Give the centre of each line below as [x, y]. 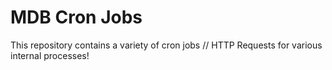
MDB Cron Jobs [76, 17]
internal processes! [50, 55]
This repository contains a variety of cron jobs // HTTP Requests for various [166, 45]
